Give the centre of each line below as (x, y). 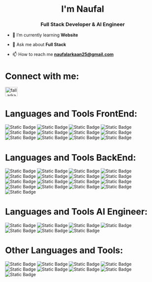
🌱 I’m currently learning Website (45, 35)
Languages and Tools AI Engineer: (76, 212)
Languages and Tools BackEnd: (71, 157)
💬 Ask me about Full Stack (39, 45)
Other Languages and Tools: (64, 250)
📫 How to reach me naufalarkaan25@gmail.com (63, 55)
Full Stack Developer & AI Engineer (83, 25)
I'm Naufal (83, 9)
